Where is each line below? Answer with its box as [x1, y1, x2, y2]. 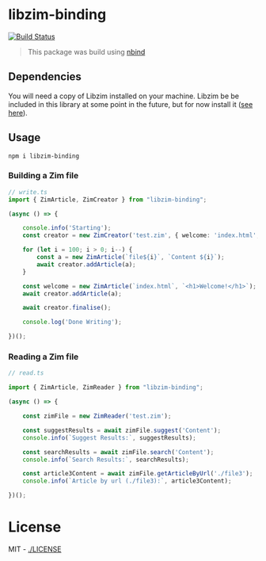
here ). [8, 108, 28, 117]
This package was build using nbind [27, 47, 146, 56]
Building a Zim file [8, 170, 79, 181]
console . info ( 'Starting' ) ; [22, 224, 112, 232]
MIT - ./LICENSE [8, 544, 62, 554]
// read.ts [8, 369, 44, 377]
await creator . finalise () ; [22, 303, 112, 312]
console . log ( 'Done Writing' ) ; [22, 319, 123, 326]
